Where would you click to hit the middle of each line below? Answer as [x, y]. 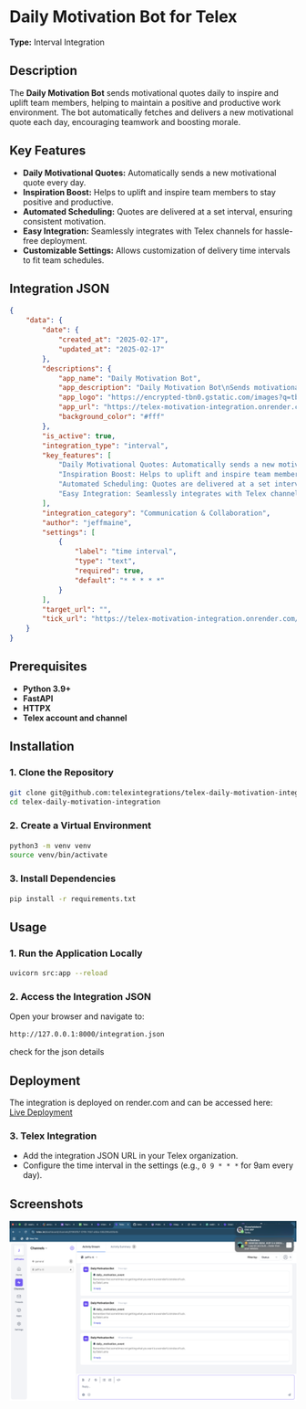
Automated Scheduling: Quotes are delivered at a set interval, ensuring [158, 211]
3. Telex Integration [53, 1136]
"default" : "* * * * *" [120, 580]
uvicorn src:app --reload [58, 973]
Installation [42, 747]
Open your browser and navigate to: [77, 1016]
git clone [28, 793]
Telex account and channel [75, 718]
